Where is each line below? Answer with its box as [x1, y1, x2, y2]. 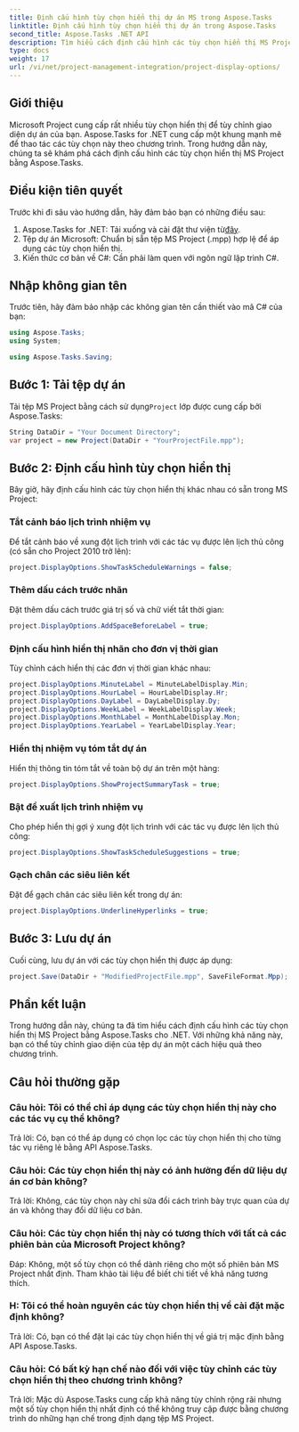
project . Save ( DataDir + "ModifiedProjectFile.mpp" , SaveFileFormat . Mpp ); [9, 972, 289, 980]
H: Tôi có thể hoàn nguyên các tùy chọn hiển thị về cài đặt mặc [9, 1299, 285, 1312]
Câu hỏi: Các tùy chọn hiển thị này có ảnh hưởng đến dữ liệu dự [9, 1164, 287, 1176]
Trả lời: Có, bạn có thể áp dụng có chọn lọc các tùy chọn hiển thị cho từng [9, 1132, 282, 1143]
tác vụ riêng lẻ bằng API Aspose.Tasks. [9, 1142, 153, 1152]
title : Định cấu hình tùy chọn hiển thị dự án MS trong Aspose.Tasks [9, 12, 273, 22]
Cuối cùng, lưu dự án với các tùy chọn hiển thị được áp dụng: [9, 955, 233, 965]
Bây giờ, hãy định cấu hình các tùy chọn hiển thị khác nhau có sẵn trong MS [9, 484, 288, 495]
